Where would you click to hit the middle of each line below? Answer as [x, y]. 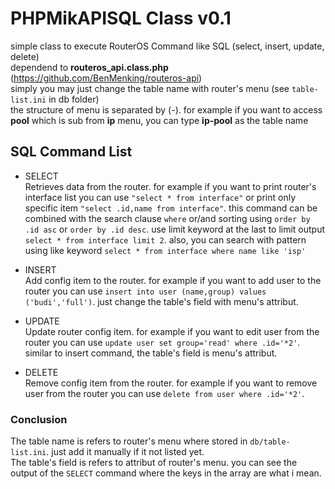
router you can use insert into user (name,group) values [145, 291]
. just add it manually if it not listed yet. [125, 452]
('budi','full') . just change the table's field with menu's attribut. [161, 301]
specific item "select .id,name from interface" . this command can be [171, 208]
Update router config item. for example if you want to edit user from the [172, 331]
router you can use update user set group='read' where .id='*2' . [162, 342]
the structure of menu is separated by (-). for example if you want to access [166, 109]
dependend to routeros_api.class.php [89, 67]
